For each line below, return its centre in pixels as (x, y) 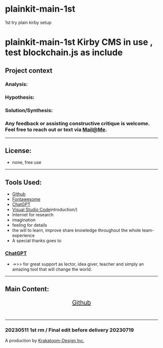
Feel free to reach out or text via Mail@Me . (56, 130)
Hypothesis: (20, 97)
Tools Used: (24, 182)
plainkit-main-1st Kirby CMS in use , (79, 42)
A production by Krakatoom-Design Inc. (45, 341)
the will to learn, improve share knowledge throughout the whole (76, 231)
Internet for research (33, 215)
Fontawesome (26, 199)
